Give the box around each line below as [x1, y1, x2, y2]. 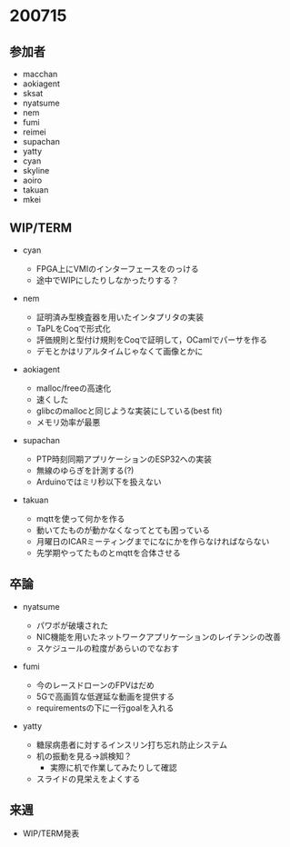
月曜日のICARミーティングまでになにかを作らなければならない [35, 535, 270, 546]
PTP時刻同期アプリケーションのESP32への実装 [35, 453, 212, 464]
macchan [22, 69, 58, 79]
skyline [22, 165, 50, 175]
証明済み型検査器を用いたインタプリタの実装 [35, 311, 205, 323]
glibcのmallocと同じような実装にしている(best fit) [35, 405, 223, 416]
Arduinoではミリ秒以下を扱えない [35, 476, 162, 487]
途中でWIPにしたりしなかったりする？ [35, 274, 180, 285]
